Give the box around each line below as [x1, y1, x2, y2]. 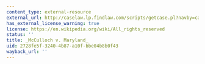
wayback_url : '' [6, 49, 48, 55]
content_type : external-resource [6, 9, 92, 15]
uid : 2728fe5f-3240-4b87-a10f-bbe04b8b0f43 [6, 43, 119, 49]
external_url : [6, 15, 43, 21]
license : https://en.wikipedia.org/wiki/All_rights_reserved [6, 26, 165, 32]
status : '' [6, 32, 34, 38]
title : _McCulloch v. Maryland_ [6, 37, 88, 43]
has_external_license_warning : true [6, 20, 99, 26]
